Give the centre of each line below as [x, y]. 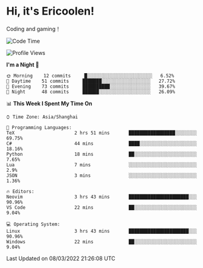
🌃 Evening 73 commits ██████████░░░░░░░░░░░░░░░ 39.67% [91, 86]
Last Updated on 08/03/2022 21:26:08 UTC [61, 258]
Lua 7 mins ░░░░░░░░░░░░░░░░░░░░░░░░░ [102, 165]
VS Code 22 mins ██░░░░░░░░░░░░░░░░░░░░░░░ [102, 207]
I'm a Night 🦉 [23, 65]
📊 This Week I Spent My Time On [49, 103]
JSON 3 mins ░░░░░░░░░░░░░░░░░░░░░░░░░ [102, 175]
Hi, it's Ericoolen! [50, 11]
